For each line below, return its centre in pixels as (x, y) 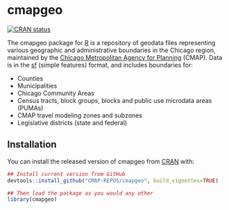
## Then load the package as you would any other (80, 193)
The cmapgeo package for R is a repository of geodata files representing (111, 42)
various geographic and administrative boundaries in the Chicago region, (112, 50)
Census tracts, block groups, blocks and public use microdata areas (114, 100)
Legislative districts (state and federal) (72, 122)
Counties (30, 78)
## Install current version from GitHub (67, 174)
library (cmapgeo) (32, 200)
